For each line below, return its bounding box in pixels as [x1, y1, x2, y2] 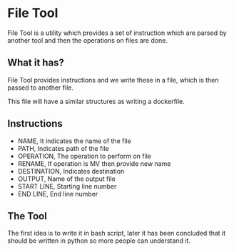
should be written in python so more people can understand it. [7, 236, 191, 245]
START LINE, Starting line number [17, 182, 117, 190]
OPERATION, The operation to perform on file [17, 152, 152, 160]
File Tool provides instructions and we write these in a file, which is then [7, 75, 219, 84]
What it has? [7, 57, 64, 69]
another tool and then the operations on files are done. [7, 36, 168, 44]
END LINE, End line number [17, 189, 98, 198]
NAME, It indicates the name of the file [17, 137, 132, 145]
